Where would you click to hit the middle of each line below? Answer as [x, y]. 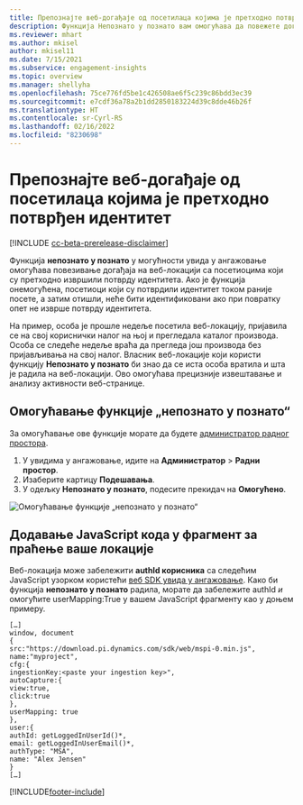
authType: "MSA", [42, 752]
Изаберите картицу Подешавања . [88, 480]
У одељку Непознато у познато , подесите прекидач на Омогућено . [154, 489]
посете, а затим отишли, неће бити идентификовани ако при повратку [145, 298]
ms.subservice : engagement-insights [78, 69]
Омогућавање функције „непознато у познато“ [150, 412]
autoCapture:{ [36, 681]
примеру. [28, 608]
